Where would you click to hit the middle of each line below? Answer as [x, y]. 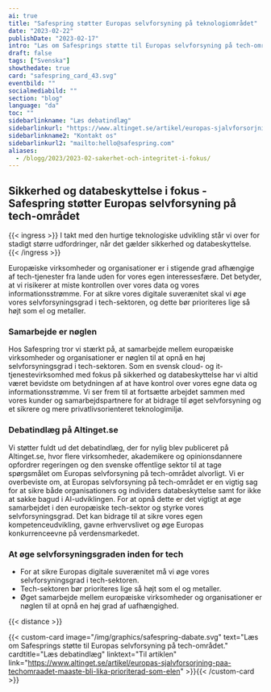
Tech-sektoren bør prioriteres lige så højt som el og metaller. [121, 588]
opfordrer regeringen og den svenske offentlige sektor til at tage [115, 465]
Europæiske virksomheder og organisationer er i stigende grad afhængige [131, 268]
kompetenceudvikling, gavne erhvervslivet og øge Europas [106, 524]
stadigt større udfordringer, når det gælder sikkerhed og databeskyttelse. [130, 244]
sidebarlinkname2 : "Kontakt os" [63, 135]
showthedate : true [39, 68]
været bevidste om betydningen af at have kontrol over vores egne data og [133, 383]
